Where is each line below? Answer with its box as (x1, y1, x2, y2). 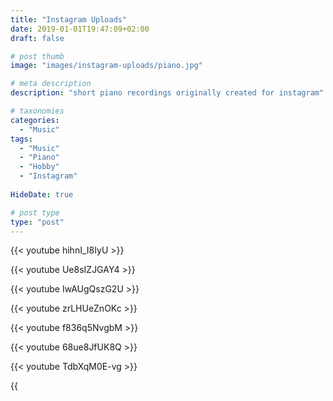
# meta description (10, 79, 92, 89)
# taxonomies (10, 106, 65, 116)
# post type (10, 207, 60, 218)
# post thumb (10, 51, 65, 61)
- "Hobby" (19, 162, 60, 172)
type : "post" (10, 217, 65, 227)
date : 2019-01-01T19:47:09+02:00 (10, 24, 150, 34)
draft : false (10, 33, 65, 43)
